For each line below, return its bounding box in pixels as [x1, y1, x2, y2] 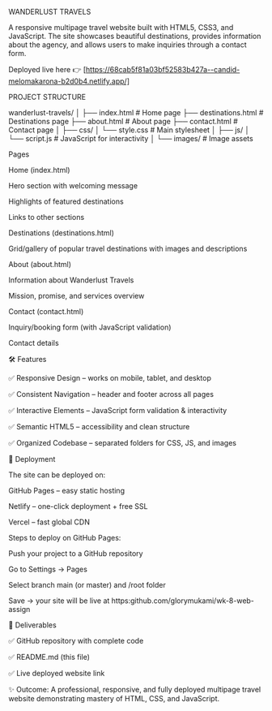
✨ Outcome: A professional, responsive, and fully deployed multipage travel [8, 685, 261, 694]
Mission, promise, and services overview [8, 291, 145, 300]
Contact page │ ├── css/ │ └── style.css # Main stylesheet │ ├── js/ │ [8, 125, 250, 135]
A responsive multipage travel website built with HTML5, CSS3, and [8, 23, 234, 32]
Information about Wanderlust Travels [8, 275, 134, 285]
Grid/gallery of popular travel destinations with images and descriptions [8, 243, 248, 253]
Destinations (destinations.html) [8, 228, 115, 238]
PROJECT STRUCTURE [8, 93, 87, 101]
